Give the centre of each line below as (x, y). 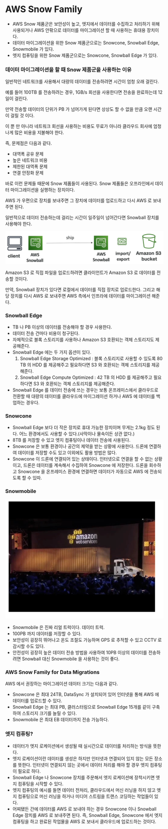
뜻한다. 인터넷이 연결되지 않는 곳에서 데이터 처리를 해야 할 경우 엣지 (83, 765)
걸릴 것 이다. (23, 116)
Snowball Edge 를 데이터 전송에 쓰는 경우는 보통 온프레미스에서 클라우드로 (86, 390)
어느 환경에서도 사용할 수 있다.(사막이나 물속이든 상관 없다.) (77, 434)
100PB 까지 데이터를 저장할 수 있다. (47, 634)
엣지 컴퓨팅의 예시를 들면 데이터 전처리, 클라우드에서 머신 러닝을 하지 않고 (84, 790)
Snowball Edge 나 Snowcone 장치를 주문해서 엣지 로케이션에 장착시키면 (83, 777)
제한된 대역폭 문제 (30, 167)
